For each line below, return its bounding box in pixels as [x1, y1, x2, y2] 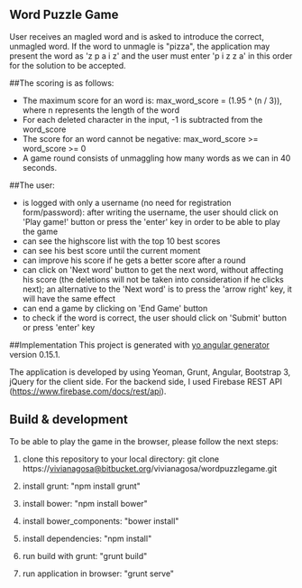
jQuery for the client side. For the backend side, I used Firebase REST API [9, 376, 282, 387]
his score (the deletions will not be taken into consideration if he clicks [22, 274, 284, 285]
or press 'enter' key [22, 322, 96, 332]
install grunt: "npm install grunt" [22, 481, 142, 491]
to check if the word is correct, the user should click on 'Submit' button [22, 312, 287, 323]
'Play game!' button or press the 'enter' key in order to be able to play [22, 216, 281, 227]
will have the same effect [22, 293, 115, 303]
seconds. [22, 162, 58, 173]
